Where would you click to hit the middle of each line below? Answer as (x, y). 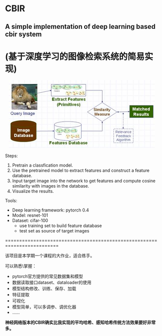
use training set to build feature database (61, 226)
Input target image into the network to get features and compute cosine (84, 181)
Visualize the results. (33, 191)
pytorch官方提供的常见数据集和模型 (48, 276)
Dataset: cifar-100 (30, 220)
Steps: (11, 156)
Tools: (11, 200)
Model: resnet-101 (30, 215)
